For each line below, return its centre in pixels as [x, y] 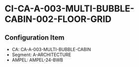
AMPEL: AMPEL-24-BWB [37, 60]
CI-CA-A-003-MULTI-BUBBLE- [69, 9]
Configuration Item [35, 37]
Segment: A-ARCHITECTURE [41, 55]
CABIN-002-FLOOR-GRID [58, 19]
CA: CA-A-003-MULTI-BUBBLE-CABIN [51, 49]
